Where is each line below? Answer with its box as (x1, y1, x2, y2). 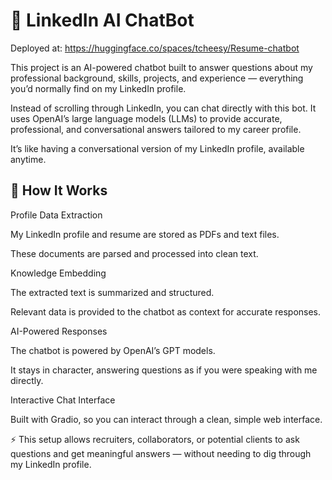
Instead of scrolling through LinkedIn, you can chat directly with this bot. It (10, 102, 317, 114)
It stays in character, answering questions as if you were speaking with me (10, 364, 318, 376)
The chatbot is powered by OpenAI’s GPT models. (10, 344, 216, 356)
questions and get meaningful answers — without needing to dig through (10, 447, 312, 459)
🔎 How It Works (10, 182, 108, 199)
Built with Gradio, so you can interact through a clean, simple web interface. (10, 413, 323, 425)
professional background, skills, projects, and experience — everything (10, 72, 304, 84)
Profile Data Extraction (10, 209, 103, 221)
